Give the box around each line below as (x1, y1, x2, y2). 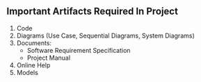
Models (16, 68, 39, 76)
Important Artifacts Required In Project (6, 6, 179, 17)
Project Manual (26, 54, 71, 62)
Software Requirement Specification (26, 46, 131, 54)
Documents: (16, 38, 52, 47)
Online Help (16, 60, 51, 69)
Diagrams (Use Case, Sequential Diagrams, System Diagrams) (16, 31, 195, 40)
